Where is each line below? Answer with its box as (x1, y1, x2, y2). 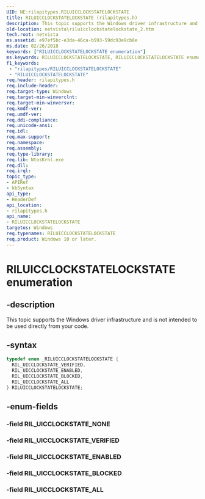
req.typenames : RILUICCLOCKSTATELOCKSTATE (6, 230, 116, 236)
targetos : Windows (6, 225, 53, 231)
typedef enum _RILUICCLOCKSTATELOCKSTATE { (6, 356, 119, 362)
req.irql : (6, 168, 32, 174)
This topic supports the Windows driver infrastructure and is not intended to (6, 316, 198, 323)
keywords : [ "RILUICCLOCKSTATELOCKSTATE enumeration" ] (6, 49, 146, 55)
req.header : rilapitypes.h (6, 77, 75, 83)
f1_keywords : (6, 60, 40, 66)
